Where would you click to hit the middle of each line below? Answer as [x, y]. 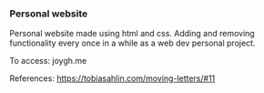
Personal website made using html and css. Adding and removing [132, 34]
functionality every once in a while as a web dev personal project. [132, 43]
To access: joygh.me [48, 61]
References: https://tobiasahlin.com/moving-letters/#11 [112, 78]
